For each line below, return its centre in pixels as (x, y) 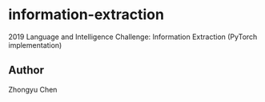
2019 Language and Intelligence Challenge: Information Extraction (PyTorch (133, 37)
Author (26, 71)
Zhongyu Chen (33, 89)
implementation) (35, 45)
